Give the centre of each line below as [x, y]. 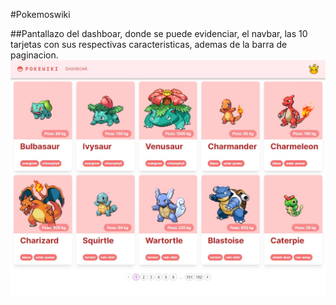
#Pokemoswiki [40, 14]
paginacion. [34, 55]
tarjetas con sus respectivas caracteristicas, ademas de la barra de [149, 44]
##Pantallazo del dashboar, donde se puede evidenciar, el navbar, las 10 [159, 33]
